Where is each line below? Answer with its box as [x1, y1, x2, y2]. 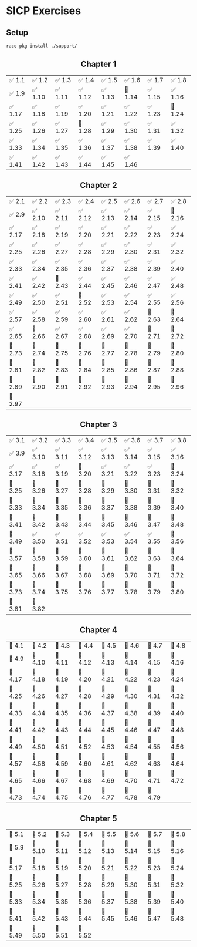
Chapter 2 [80, 180, 117, 190]
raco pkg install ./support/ [6, 43, 77, 49]
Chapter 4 [80, 625, 117, 635]
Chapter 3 [80, 419, 117, 429]
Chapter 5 [80, 813, 117, 823]
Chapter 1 [80, 59, 117, 69]
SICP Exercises [6, 4, 81, 18]
